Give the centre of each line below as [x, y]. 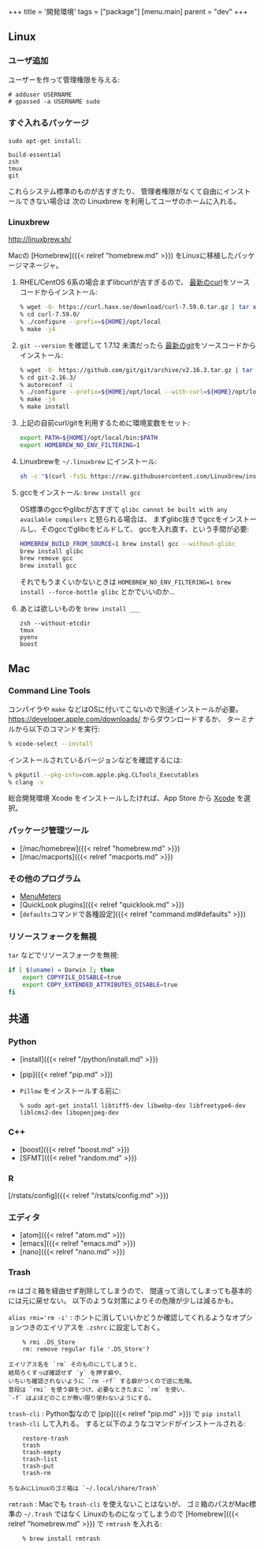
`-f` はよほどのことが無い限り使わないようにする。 [82, 1398]
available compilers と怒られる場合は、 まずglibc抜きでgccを [121, 519]
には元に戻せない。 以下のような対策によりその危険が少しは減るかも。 [123, 1300]
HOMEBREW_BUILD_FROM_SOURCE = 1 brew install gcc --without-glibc [127, 543]
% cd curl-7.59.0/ [50, 314]
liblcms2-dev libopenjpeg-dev [69, 1112]
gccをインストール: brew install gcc [80, 492]
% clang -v [26, 782]
